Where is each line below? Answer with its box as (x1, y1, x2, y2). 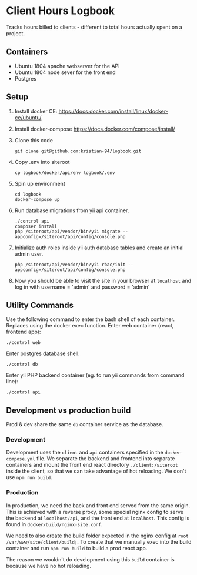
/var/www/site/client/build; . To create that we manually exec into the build (6, 538, 192, 545)
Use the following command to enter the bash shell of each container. (6, 316, 175, 323)
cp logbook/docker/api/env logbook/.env (14, 169, 115, 176)
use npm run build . (6, 474, 52, 481)
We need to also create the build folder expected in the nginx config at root (6, 532, 189, 539)
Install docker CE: (14, 108, 58, 115)
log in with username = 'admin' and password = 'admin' (14, 283, 150, 290)
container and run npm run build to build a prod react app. (6, 544, 148, 551)
